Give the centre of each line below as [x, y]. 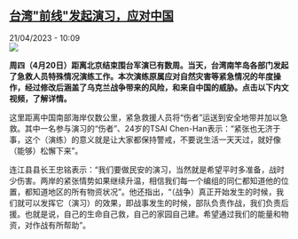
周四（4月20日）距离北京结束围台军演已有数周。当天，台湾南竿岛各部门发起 [149, 65]
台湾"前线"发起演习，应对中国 [92, 16]
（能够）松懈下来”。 [46, 150]
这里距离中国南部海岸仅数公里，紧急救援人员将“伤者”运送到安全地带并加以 [145, 117]
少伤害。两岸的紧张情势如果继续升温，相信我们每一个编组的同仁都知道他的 [145, 180]
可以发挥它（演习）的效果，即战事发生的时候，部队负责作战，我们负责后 [157, 203]
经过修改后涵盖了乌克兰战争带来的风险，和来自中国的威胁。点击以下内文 [157, 87]
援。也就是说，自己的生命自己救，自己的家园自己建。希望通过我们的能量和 [145, 214]
